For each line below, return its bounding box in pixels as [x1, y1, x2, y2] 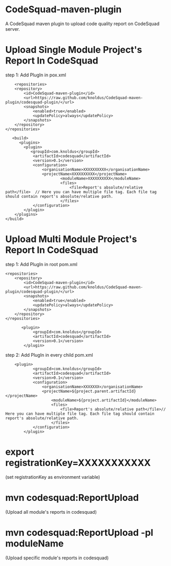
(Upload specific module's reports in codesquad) [5, 555, 109, 561]
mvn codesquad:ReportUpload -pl [5, 527, 154, 538]
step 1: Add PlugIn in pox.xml [5, 72, 67, 78]
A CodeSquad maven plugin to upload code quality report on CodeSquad [5, 21, 160, 27]
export [5, 446, 34, 457]
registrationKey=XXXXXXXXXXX [5, 457, 151, 469]
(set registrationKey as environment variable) [5, 474, 100, 480]
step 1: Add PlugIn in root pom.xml [5, 261, 78, 267]
